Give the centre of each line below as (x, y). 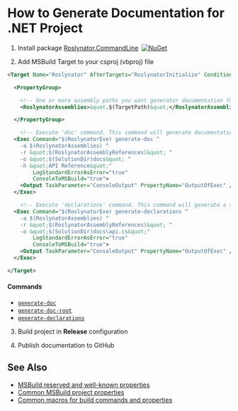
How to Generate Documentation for (116, 13)
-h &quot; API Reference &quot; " (66, 166)
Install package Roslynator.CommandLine (78, 48)
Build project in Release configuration (73, 331)
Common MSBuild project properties (71, 392)
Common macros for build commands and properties (95, 400)
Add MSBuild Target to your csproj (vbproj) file (86, 61)
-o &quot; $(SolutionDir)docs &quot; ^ (76, 159)
